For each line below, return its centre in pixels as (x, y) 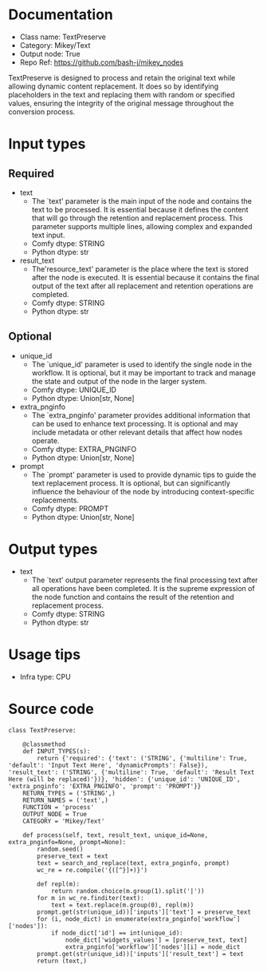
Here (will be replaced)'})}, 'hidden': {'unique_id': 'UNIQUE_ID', (124, 779)
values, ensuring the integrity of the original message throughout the (121, 103)
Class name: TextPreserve (63, 37)
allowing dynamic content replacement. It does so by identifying (114, 86)
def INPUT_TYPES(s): (57, 751)
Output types (53, 549)
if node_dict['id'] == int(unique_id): (117, 933)
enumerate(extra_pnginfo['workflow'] (178, 919)
